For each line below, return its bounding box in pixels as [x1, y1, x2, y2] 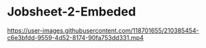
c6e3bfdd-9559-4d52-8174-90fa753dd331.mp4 [7, 33, 144, 41]
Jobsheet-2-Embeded [7, 4, 136, 20]
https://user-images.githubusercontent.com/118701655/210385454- [7, 26, 199, 34]
